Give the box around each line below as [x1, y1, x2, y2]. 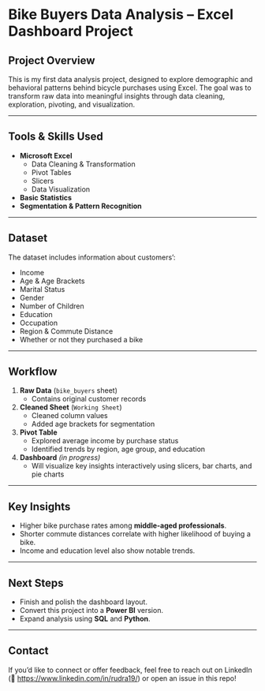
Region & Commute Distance [19, 326, 114, 336]
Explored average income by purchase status [31, 436, 179, 446]
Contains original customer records [31, 394, 147, 404]
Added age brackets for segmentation [31, 420, 155, 429]
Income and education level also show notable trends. [19, 546, 196, 555]
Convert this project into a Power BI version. [19, 606, 164, 615]
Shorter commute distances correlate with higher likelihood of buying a [19, 529, 251, 539]
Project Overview [8, 54, 95, 67]
